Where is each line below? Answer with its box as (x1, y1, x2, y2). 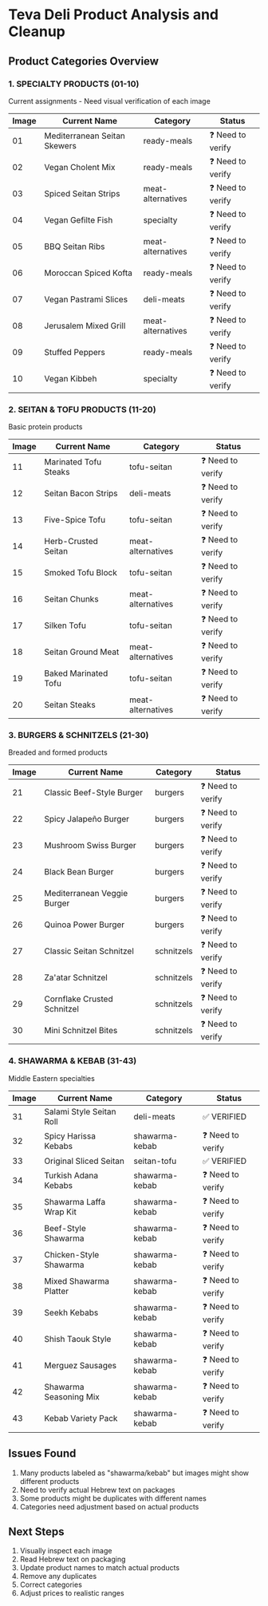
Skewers (44, 140, 77, 152)
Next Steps (8, 1525, 65, 1538)
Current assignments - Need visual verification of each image (8, 96, 211, 105)
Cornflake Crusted (44, 993, 113, 1004)
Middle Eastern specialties (8, 1073, 96, 1083)
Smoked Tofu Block (44, 566, 117, 578)
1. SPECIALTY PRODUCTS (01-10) (8, 78, 140, 89)
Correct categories (19, 1580, 82, 1589)
